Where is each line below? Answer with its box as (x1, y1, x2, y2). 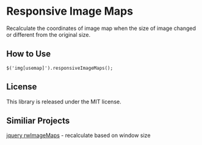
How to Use (6, 49, 51, 59)
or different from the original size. (6, 31, 91, 38)
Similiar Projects (6, 115, 70, 126)
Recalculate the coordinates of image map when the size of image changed (6, 24, 197, 32)
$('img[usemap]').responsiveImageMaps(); (6, 65, 114, 71)
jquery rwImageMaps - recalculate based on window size (6, 132, 151, 139)
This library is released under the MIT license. (6, 98, 121, 105)
